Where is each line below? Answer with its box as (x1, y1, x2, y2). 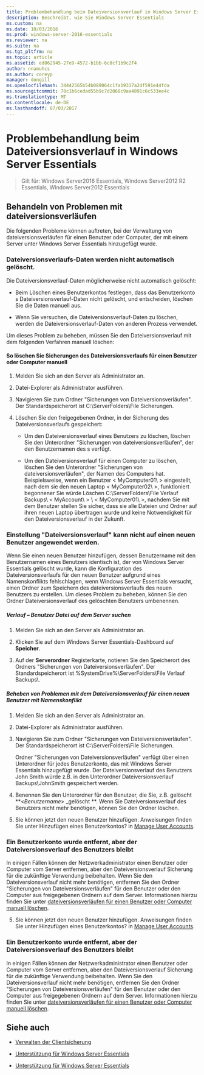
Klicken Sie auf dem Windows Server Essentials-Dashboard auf (15, 638, 174, 646)
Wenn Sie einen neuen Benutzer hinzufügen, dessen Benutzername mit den (6, 552, 196, 559)
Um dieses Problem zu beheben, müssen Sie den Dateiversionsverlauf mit (6, 331, 192, 339)
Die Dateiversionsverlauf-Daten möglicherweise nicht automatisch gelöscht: (6, 277, 197, 284)
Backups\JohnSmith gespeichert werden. (15, 779, 119, 786)
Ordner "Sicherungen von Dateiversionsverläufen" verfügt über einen (15, 753, 189, 761)
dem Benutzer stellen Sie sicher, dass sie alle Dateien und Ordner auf (24, 502, 197, 509)
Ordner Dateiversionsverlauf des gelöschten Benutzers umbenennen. (6, 597, 180, 605)
